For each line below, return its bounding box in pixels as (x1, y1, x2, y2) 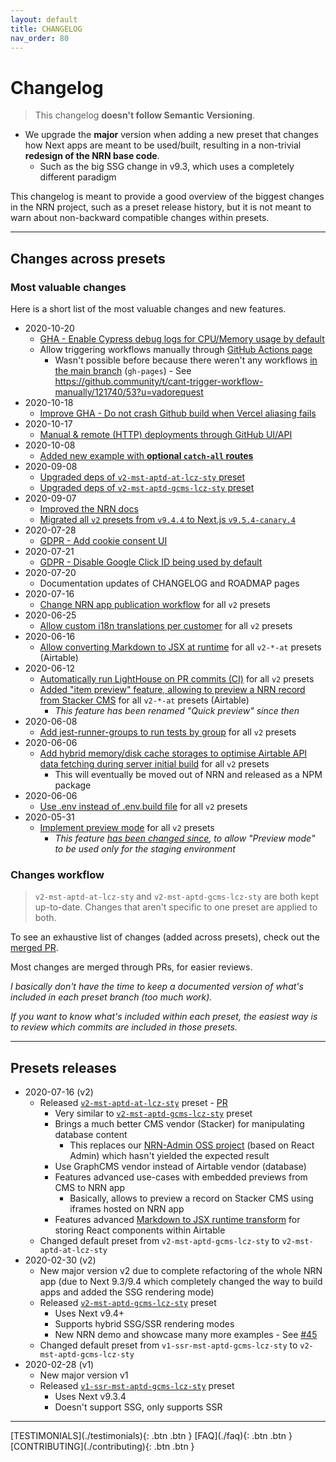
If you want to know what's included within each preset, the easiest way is (10, 1011, 318, 1023)
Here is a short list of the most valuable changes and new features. (10, 303, 287, 315)
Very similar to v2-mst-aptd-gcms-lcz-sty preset (54, 1107, 253, 1120)
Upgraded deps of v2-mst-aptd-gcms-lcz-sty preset (39, 482, 255, 493)
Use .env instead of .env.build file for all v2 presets (39, 801, 248, 812)
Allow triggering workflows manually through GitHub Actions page (39, 344, 313, 355)
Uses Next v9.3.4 (54, 1391, 127, 1403)
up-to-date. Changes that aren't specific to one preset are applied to (34, 901, 318, 913)
